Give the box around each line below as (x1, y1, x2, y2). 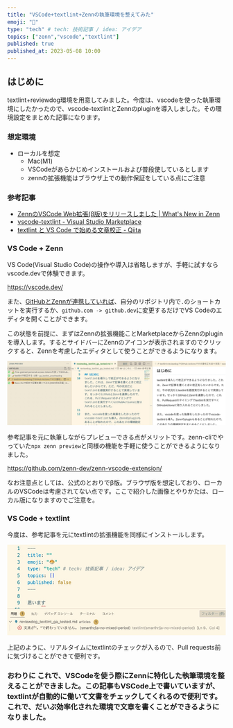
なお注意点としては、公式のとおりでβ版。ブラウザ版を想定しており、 (7, 478, 205, 487)
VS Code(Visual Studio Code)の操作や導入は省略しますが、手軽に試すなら (7, 260, 219, 268)
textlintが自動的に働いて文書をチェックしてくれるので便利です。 (7, 691, 222, 701)
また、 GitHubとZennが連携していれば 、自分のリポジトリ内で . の (7, 297, 191, 305)
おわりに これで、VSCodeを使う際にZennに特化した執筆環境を (7, 670, 218, 680)
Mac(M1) (27, 157, 53, 166)
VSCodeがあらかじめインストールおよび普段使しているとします (27, 165, 209, 173)
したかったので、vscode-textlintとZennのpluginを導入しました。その (19, 104, 216, 112)
